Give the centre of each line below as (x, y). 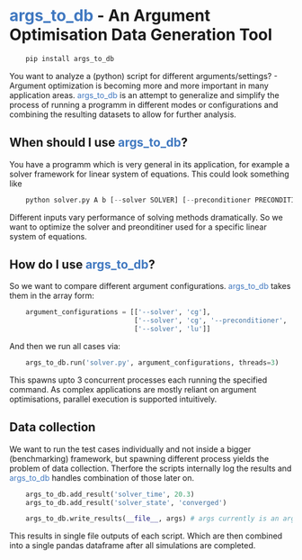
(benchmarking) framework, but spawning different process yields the (139, 458)
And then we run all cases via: (65, 346)
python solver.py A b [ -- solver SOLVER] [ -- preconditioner (138, 200)
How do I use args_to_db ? (82, 264)
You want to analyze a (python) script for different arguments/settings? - (144, 76)
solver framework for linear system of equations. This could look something (149, 174)
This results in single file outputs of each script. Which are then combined (146, 536)
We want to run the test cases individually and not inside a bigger (130, 449)
